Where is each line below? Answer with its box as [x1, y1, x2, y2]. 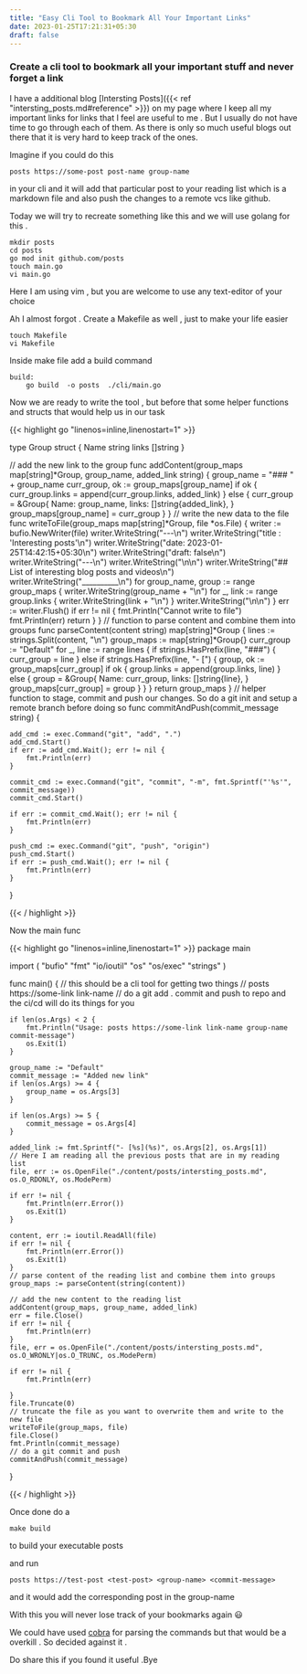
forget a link [9, 72, 64, 85]
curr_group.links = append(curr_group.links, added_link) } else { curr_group [9, 488, 294, 499]
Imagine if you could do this [9, 149, 114, 160]
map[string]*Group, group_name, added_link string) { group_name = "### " [9, 469, 294, 480]
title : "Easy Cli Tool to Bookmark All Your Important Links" [9, 13, 251, 23]
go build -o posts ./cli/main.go [26, 380, 162, 389]
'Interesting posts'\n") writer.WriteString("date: [9, 536, 185, 548]
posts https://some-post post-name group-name [9, 166, 190, 176]
